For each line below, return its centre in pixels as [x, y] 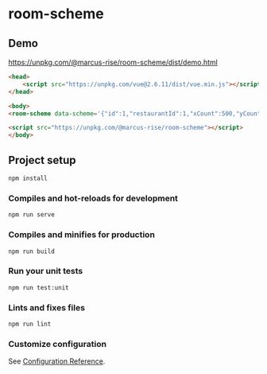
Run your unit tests [46, 271]
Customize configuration [58, 345]
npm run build [32, 251]
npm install [28, 178]
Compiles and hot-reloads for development [93, 198]
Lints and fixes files [47, 307]
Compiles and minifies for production [81, 235]
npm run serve [32, 215]
